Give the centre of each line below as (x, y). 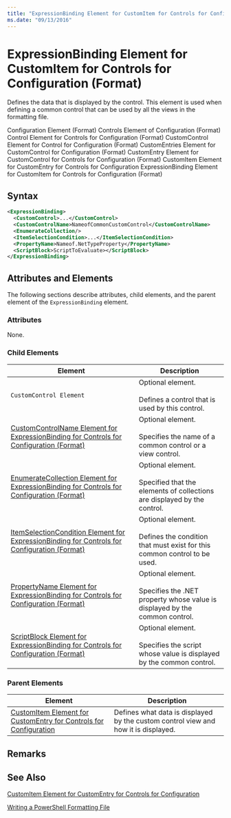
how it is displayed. (145, 729)
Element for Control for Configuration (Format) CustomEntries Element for (111, 145)
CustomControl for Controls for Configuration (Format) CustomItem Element (114, 160)
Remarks (27, 754)
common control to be (174, 553)
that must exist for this (175, 545)
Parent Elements (35, 683)
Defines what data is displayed (163, 712)
